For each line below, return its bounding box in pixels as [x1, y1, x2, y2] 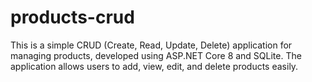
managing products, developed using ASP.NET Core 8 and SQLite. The [10, 49, 302, 61]
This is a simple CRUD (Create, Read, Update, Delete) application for [10, 39, 293, 51]
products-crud [10, 6, 135, 29]
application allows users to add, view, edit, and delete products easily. [10, 60, 299, 72]
